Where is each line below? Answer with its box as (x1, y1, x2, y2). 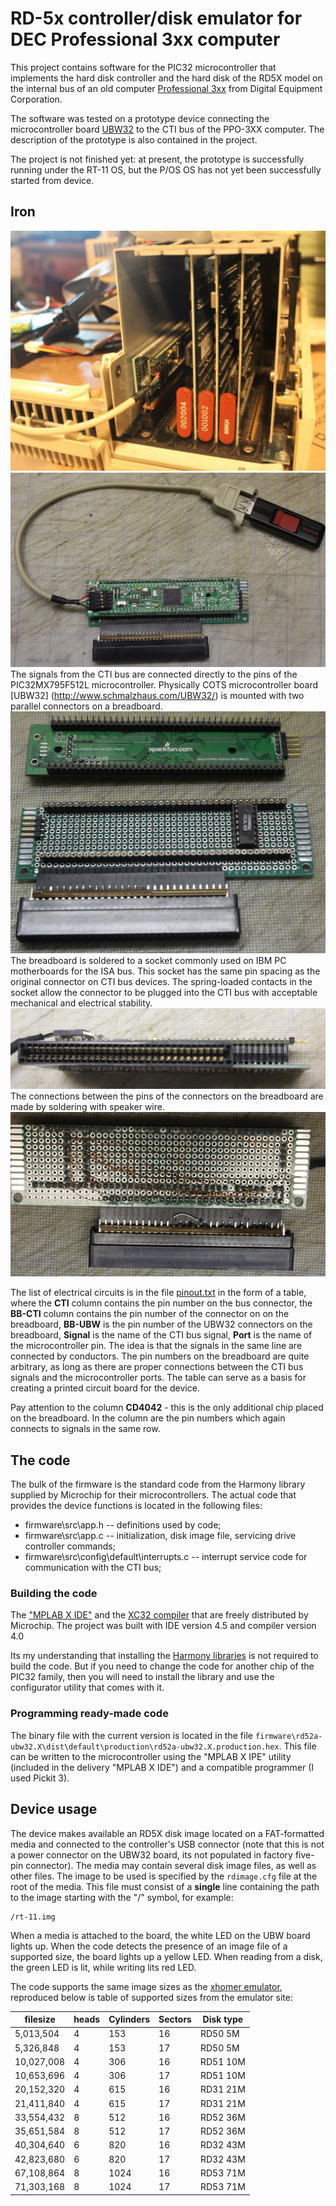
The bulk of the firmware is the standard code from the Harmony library (10, 1478, 306, 1491)
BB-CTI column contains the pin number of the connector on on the (10, 1308, 290, 1320)
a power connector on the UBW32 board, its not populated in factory (10, 1848, 293, 1861)
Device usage (10, 1801, 98, 1818)
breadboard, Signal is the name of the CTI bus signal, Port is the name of (10, 1329, 313, 1341)
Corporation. (10, 93, 63, 105)
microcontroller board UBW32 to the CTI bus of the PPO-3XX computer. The (10, 123, 325, 135)
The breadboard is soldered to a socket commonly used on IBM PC (10, 954, 287, 966)
